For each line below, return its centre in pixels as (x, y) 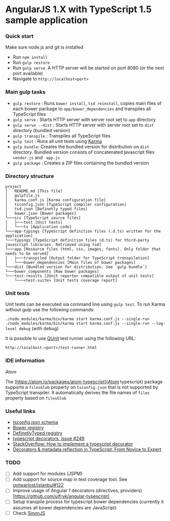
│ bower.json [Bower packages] (41, 214)
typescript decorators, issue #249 (48, 438)
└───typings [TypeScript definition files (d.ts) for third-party (77, 240)
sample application (47, 20)
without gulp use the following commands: (50, 310)
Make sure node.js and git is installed (44, 47)
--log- (159, 324)
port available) (28, 73)
